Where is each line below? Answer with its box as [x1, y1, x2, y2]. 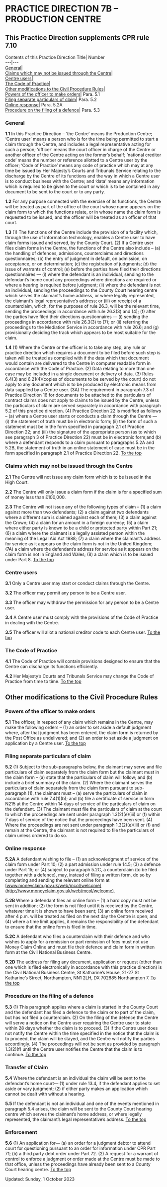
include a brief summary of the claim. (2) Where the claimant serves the [5, 780, 153, 786]
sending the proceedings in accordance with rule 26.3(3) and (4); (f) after [5, 309, 156, 315]
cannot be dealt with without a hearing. [5, 1091, 85, 1097]
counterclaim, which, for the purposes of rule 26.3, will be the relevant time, [5, 303, 161, 309]
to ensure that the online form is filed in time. [5, 924, 97, 930]
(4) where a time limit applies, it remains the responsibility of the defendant [5, 919, 159, 925]
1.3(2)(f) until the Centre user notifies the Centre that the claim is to [5, 1046, 143, 1052]
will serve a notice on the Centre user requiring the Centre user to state [5, 1019, 151, 1025]
